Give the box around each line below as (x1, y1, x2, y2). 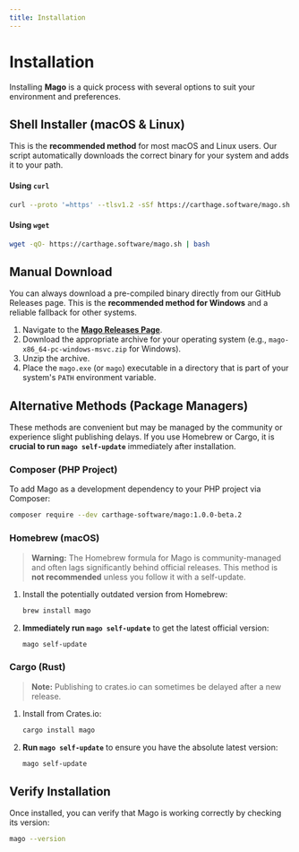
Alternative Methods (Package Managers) (9, 398, 249, 413)
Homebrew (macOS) (9, 532, 100, 544)
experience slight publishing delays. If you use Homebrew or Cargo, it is (9, 431, 275, 442)
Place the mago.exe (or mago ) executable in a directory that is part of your (21, 362, 289, 373)
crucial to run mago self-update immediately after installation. (9, 441, 236, 452)
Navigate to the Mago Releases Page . (21, 325, 163, 335)
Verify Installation (9, 784, 111, 799)
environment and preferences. (9, 91, 121, 101)
